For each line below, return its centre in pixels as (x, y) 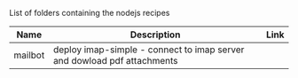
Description (155, 35)
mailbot (29, 55)
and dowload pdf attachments (116, 61)
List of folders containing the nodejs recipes (90, 13)
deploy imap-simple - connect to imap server (149, 50)
